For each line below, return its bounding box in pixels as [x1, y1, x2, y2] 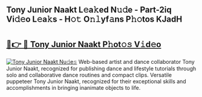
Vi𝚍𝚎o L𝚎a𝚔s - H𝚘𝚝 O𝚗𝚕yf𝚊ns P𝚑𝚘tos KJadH [6, 14, 183, 25]
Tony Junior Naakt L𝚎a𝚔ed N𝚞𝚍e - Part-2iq [6, 5, 172, 15]
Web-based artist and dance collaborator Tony [78, 58, 195, 65]
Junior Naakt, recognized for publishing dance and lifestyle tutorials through [6, 65, 197, 72]
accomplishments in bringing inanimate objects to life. [6, 84, 141, 91]
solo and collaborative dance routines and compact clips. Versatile [6, 72, 172, 78]
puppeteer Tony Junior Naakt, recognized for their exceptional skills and [6, 78, 186, 85]
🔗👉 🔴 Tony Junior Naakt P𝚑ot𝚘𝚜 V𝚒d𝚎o [6, 39, 161, 49]
